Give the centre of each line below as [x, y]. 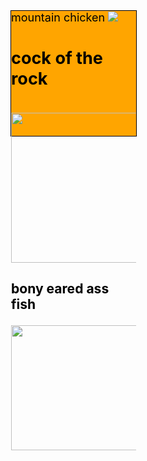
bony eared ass [60, 289]
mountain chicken [58, 17]
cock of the [57, 58]
